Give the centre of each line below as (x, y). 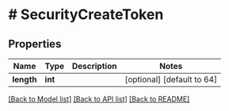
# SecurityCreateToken (86, 15)
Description (94, 66)
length (25, 79)
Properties (35, 44)
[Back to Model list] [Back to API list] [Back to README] (99, 99)
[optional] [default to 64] (171, 79)
